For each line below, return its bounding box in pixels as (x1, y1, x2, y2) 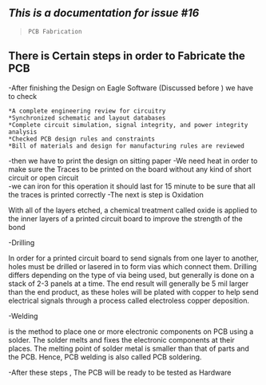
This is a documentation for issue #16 (8, 6, 200, 20)
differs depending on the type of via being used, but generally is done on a (8, 270, 255, 280)
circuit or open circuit (8, 173, 79, 182)
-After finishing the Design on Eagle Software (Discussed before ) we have (8, 83, 254, 93)
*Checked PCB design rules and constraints (8, 135, 156, 143)
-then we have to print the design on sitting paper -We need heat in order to (8, 156, 258, 165)
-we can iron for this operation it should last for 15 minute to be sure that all (8, 181, 256, 191)
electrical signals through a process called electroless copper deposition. (8, 296, 250, 305)
